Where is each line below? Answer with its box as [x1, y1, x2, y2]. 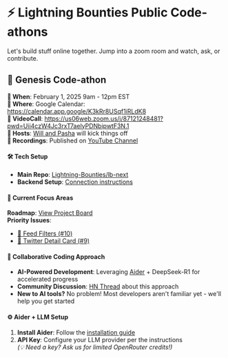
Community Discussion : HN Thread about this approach [17, 282, 179, 291]
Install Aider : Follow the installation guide [17, 328, 136, 337]
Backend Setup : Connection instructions [17, 178, 133, 186]
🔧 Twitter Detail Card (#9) [17, 237, 90, 245]
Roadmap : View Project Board [7, 209, 93, 217]
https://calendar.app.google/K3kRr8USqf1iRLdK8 [7, 107, 147, 115]
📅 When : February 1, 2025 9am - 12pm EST [7, 92, 130, 101]
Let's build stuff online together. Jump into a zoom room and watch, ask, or [7, 47, 220, 55]
